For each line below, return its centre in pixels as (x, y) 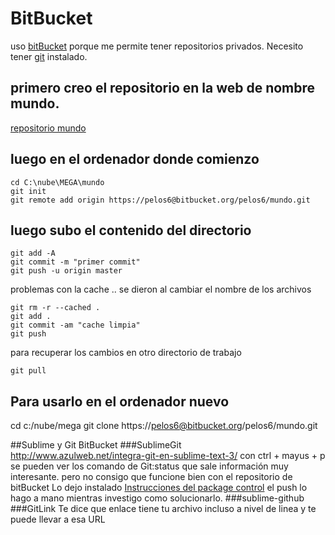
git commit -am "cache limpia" (75, 325)
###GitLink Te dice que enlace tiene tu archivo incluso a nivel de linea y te (163, 509)
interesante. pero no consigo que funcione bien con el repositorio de (151, 477)
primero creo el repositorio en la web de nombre (163, 88)
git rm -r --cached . (55, 308)
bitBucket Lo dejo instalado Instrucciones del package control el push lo (159, 488)
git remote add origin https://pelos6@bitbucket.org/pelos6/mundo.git (160, 200)
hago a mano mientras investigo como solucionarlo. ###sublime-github (157, 498)
